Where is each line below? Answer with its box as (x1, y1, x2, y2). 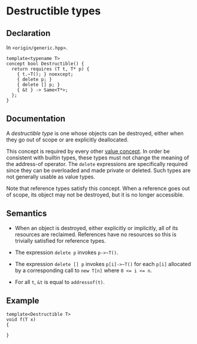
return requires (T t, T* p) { (11, 66, 90, 72)
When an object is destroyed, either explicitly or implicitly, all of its (14, 224, 178, 231)
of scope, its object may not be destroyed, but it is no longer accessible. (6, 191, 184, 198)
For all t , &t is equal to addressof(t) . (14, 278, 105, 285)
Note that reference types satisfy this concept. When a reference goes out (6, 185, 190, 192)
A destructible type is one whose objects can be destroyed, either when (6, 129, 184, 137)
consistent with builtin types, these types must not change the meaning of (6, 154, 190, 161)
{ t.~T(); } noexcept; (17, 71, 74, 77)
